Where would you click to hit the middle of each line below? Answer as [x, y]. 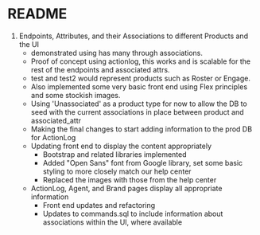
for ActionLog [53, 137]
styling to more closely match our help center [117, 171]
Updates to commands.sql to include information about [133, 213]
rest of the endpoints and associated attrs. [100, 69]
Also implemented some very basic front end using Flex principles [139, 86]
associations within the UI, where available [113, 222]
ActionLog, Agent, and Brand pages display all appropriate [126, 188]
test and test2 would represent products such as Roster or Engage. [141, 78]
